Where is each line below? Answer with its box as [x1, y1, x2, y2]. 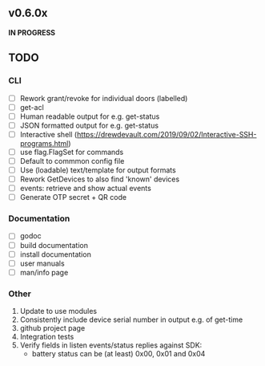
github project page [19, 323, 86, 333]
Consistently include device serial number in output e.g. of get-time [19, 315, 243, 324]
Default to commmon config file [19, 156, 125, 165]
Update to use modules [19, 307, 98, 316]
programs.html [19, 138, 69, 148]
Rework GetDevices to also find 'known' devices [19, 174, 180, 184]
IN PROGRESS [8, 27, 56, 37]
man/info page [19, 267, 69, 277]
